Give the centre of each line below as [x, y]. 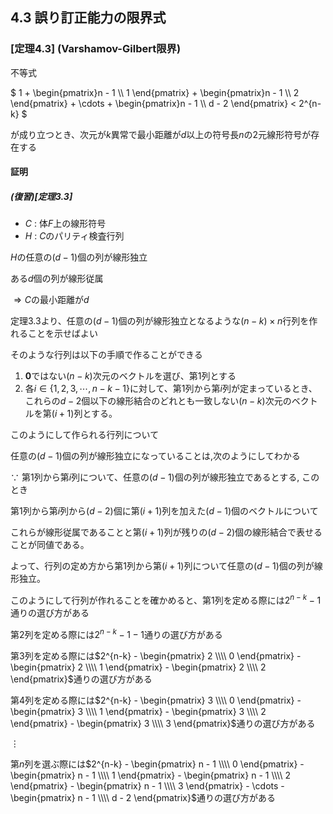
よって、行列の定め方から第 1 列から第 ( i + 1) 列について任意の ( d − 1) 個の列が [162, 566]
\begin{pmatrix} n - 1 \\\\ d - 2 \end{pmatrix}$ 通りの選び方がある [143, 797]
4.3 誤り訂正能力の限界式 [88, 18]
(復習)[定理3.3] [41, 196]
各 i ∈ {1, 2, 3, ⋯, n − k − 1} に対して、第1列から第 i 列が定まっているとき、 [171, 389]
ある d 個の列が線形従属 [57, 279]
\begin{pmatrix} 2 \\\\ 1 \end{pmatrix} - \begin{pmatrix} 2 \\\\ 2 [138, 667]
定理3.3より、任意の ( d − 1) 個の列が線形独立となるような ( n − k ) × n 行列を [160, 321]
